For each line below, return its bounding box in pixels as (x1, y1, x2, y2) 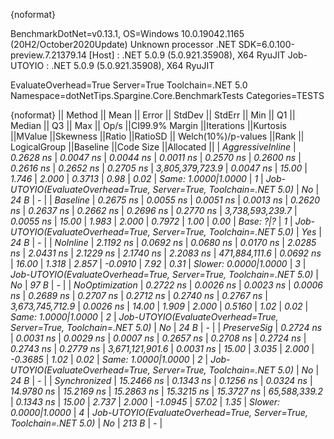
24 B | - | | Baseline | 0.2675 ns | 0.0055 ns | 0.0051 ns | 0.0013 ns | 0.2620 (10, 194, 321, 206)
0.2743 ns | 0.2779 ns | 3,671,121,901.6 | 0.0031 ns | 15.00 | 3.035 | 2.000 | (10, 343, 315, 354)
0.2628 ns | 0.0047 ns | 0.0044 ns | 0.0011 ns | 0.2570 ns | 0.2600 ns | (10, 152, 302, 163)
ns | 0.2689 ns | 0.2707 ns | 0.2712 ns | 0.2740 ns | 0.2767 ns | (10, 290, 268, 301)
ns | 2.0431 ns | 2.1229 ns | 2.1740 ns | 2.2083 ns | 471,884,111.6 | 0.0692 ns (10, 247, 322, 259)
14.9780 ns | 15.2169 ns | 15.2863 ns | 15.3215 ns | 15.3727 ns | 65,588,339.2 (10, 385, 324, 397)
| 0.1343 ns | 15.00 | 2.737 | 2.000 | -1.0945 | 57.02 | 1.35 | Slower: (10, 396, 281, 408)
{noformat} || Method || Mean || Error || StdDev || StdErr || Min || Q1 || (10, 109, 296, 121)
